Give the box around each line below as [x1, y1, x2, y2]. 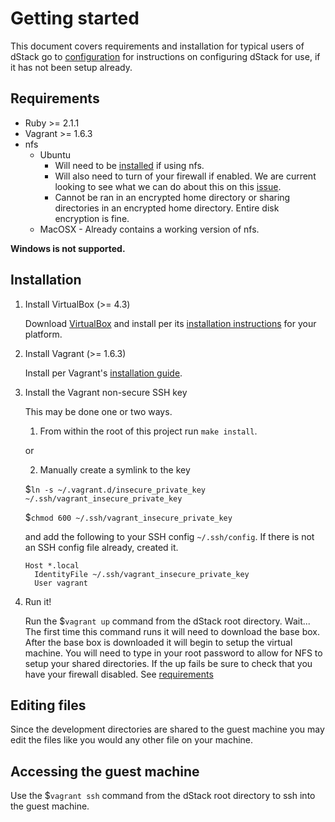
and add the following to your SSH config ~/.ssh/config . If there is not [24, 530, 315, 542]
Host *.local [24, 560, 80, 571]
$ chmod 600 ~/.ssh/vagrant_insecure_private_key [24, 511, 233, 523]
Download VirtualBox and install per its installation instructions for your [24, 317, 317, 329]
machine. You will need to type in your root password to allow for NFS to [24, 647, 323, 659]
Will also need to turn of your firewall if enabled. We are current [54, 170, 317, 182]
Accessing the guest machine [10, 763, 200, 780]
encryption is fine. [54, 212, 130, 224]
